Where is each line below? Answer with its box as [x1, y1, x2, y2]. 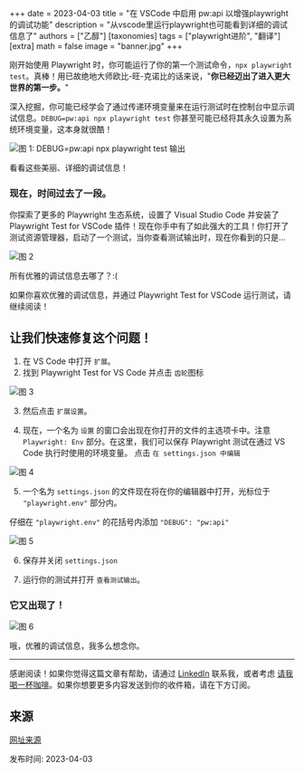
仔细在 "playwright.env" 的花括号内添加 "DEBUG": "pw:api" [9, 517, 230, 528]
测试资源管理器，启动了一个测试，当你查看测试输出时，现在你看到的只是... [9, 232, 287, 243]
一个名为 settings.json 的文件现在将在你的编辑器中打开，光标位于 [22, 486, 271, 497]
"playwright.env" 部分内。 [22, 497, 122, 509]
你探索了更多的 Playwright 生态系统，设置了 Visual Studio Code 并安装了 [9, 209, 280, 220]
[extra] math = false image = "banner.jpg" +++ [9, 41, 183, 52]
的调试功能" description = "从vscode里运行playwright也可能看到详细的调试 [9, 19, 288, 30]
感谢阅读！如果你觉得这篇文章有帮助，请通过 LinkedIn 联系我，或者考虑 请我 [9, 668, 294, 679]
